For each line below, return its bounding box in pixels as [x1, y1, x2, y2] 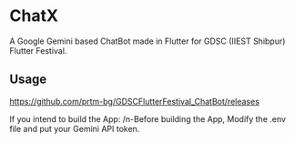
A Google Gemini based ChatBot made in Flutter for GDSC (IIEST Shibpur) [9, 36, 286, 46]
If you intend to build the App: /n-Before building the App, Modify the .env [9, 113, 287, 124]
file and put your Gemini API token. [9, 123, 140, 134]
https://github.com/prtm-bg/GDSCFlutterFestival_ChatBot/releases [9, 96, 259, 107]
